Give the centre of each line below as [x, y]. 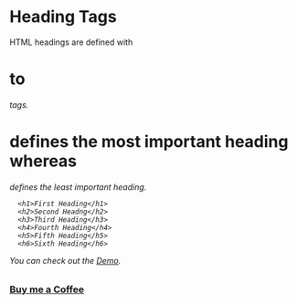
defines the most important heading [149, 141]
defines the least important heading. [78, 187]
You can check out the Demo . [65, 260]
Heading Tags [63, 17]
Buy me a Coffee [47, 289]
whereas [43, 161]
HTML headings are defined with [71, 42]
